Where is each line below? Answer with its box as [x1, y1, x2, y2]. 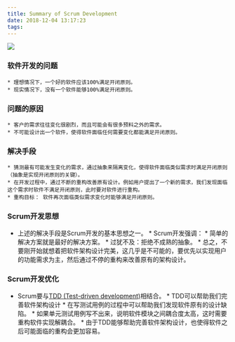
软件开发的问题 [7, 61, 58, 71]
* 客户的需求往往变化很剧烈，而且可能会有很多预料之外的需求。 [7, 121, 166, 129]
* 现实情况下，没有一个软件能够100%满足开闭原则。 [7, 86, 136, 93]
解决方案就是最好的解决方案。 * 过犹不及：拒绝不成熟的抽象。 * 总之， [17, 237, 222, 246]
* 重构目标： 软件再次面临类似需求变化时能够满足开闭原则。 [7, 194, 158, 201]
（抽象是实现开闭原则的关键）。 [7, 171, 83, 179]
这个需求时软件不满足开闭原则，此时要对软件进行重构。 [7, 187, 144, 194]
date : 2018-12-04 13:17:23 [7, 17, 86, 24]
